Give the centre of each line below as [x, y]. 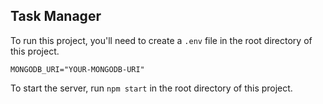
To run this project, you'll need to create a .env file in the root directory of [161, 40]
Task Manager [56, 16]
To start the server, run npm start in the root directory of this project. [151, 88]
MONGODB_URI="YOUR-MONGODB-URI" [77, 69]
